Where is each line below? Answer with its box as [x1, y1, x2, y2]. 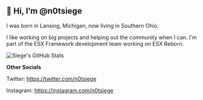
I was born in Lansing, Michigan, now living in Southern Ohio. [6, 22, 159, 29]
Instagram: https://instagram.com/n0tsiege [6, 87, 114, 94]
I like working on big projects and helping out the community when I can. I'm [6, 34, 197, 41]
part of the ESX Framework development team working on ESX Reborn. [6, 40, 184, 47]
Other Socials [6, 63, 41, 70]
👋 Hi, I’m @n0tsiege [6, 6, 82, 16]
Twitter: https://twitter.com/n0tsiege [6, 75, 97, 82]
